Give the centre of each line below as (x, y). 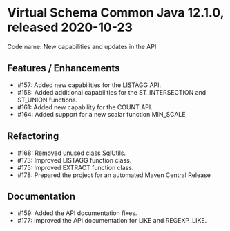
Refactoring (33, 136)
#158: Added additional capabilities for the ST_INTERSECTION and (112, 92)
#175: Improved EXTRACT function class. (75, 167)
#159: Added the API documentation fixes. (77, 213)
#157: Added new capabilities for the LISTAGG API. (89, 85)
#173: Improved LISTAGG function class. (74, 160)
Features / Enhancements (64, 68)
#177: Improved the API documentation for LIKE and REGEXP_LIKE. (112, 221)
